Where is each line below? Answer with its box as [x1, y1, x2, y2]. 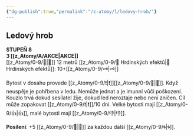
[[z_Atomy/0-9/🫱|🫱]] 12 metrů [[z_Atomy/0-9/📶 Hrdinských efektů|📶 [6, 59, 170, 66]
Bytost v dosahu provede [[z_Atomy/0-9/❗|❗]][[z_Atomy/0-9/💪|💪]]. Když [6, 79, 179, 86]
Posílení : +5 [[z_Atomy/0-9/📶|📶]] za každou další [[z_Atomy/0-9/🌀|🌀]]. [6, 124, 176, 131]
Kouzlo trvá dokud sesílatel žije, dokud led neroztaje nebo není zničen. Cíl [6, 94, 186, 101]
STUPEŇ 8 [6, 46, 32, 53]
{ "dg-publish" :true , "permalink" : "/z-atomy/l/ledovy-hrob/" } [6, 8, 157, 15]
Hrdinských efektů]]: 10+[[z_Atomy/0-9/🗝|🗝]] [6, 66, 119, 73]
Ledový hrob [6, 31, 54, 41]
